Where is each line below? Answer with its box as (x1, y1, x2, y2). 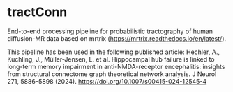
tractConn (7, 4, 68, 20)
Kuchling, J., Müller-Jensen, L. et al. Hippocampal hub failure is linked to (7, 55, 215, 63)
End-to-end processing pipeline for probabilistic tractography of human (7, 27, 213, 35)
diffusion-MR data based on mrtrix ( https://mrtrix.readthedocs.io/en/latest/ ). (7, 34, 227, 42)
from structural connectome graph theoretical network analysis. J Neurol (7, 70, 217, 78)
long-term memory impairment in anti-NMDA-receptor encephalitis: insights (7, 62, 225, 71)
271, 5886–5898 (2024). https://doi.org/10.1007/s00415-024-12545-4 (7, 77, 207, 85)
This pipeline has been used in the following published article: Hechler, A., (7, 48, 220, 56)
